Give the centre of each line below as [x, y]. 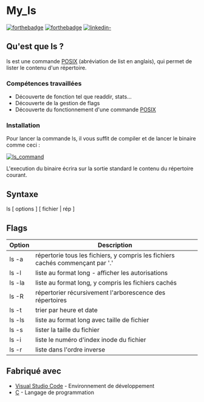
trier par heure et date [67, 310]
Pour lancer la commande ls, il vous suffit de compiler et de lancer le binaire [101, 139]
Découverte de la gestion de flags [57, 103]
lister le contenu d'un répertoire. [46, 68]
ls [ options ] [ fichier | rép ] [40, 209]
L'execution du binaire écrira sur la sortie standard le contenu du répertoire [100, 168]
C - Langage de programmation [54, 392]
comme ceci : [23, 145]
